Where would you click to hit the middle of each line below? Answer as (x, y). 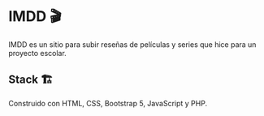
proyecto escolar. (37, 53)
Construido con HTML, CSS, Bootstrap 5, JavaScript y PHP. (108, 103)
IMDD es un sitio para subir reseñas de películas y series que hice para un (132, 44)
